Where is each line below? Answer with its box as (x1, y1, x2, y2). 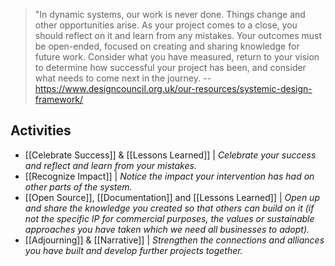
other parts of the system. (24, 180, 133, 193)
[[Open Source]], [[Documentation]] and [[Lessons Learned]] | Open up (24, 191, 320, 203)
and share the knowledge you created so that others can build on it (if (24, 202, 315, 214)
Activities (10, 122, 72, 139)
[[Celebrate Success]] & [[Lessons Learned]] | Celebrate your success (24, 149, 317, 161)
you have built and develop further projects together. (24, 244, 243, 256)
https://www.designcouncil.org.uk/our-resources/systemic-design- (34, 83, 313, 94)
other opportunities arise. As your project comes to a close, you (34, 19, 298, 31)
